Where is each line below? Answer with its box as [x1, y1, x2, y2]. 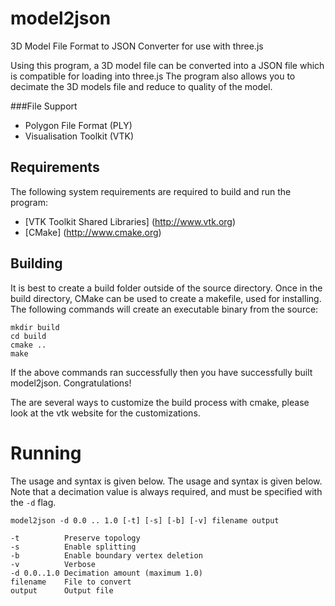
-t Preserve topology [10, 533, 141, 543]
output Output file [10, 585, 114, 596]
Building [10, 255, 63, 272]
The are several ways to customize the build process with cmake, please [10, 396, 310, 408]
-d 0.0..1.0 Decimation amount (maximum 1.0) [10, 568, 203, 578]
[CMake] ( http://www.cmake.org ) [24, 226, 162, 238]
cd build [10, 331, 47, 341]
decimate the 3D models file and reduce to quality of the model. [10, 80, 273, 92]
